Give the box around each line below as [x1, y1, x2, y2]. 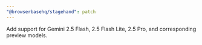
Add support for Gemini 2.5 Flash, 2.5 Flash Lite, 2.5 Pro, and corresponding [6, 25, 197, 32]
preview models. [6, 31, 48, 39]
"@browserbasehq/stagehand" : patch [6, 8, 96, 15]
